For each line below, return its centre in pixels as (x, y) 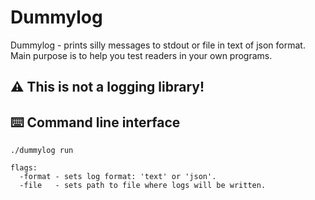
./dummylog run (42, 151)
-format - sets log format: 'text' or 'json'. (118, 177)
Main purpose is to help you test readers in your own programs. (141, 55)
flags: (24, 168)
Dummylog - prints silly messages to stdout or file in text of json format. (158, 45)
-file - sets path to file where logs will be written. (143, 186)
